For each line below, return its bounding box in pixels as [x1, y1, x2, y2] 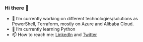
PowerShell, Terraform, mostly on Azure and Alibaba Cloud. [11, 21, 134, 27]
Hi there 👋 [4, 4, 29, 11]
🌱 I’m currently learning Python [11, 26, 75, 32]
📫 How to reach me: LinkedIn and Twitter [11, 32, 97, 38]
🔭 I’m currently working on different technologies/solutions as [11, 16, 138, 22]
